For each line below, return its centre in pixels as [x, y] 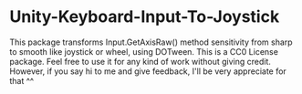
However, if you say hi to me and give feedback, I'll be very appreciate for [148, 71]
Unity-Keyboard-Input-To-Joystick [145, 17]
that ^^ [22, 80]
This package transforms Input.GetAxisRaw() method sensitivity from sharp [151, 42]
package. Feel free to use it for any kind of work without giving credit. [141, 61]
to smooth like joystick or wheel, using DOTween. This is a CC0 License [144, 51]
